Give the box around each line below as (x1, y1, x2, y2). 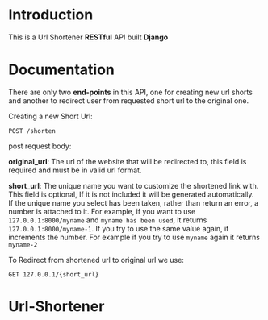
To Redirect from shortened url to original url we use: (8, 255, 184, 264)
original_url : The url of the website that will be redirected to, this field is (8, 156, 247, 166)
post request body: (8, 141, 72, 151)
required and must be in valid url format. (8, 165, 142, 175)
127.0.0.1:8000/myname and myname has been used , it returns (8, 215, 207, 225)
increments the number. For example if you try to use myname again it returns (8, 232, 261, 242)
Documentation (8, 60, 115, 79)
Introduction (8, 6, 94, 24)
